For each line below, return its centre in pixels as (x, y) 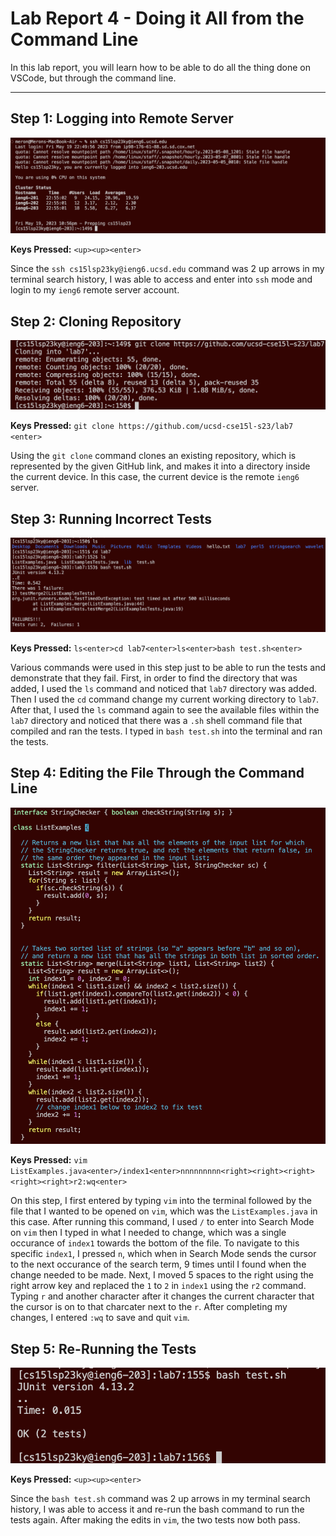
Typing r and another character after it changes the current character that (162, 1296)
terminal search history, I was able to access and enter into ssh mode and (161, 279)
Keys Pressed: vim (49, 1160)
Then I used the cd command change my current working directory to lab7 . (164, 699)
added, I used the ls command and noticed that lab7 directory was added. (164, 688)
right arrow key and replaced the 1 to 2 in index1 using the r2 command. (158, 1286)
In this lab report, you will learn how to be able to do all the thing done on (160, 67)
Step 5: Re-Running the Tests (103, 1348)
